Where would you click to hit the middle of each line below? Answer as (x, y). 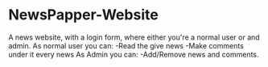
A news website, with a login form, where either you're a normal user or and (134, 37)
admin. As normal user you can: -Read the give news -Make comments (126, 45)
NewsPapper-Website (83, 15)
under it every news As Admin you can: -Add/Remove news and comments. (134, 54)
